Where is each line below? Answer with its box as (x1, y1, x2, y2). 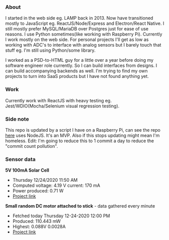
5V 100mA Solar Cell (5, 167, 49, 173)
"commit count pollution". (5, 143, 58, 149)
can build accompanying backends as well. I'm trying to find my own (5, 68, 148, 74)
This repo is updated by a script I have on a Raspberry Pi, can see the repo (5, 127, 160, 133)
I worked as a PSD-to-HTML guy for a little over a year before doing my (5, 57, 154, 63)
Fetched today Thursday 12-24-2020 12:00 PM (12, 213, 110, 219)
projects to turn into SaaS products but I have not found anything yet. (5, 73, 149, 79)
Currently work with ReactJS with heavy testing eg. (5, 97, 112, 103)
